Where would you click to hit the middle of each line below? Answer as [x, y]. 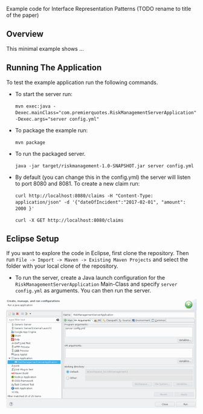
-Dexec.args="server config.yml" [57, 119]
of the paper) [23, 15]
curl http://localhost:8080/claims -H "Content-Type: [84, 196]
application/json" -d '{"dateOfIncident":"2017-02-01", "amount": [100, 202]
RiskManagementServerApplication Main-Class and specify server [96, 284]
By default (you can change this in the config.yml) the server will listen [103, 177]
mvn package [30, 142]
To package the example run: [51, 130]
